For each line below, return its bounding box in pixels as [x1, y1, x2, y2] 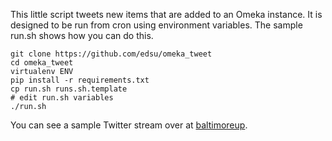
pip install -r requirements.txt [10, 75, 150, 85]
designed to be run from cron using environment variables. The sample [10, 19, 303, 31]
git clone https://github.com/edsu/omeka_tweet [10, 49, 213, 59]
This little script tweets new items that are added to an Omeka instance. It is [10, 9, 323, 20]
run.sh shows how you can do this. [10, 30, 154, 41]
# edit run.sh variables [10, 93, 114, 103]
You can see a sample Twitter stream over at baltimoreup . [10, 119, 248, 131]
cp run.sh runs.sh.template [10, 84, 128, 94]
